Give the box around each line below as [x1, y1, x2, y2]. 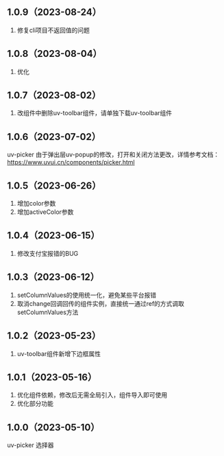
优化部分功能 [16, 400, 53, 408]
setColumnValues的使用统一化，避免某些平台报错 [16, 291, 157, 299]
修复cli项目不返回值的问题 [16, 26, 90, 34]
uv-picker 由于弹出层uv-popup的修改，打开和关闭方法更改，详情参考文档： [7, 150, 220, 159]
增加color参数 [16, 200, 56, 208]
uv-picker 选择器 [7, 441, 54, 449]
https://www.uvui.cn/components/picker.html [7, 158, 135, 167]
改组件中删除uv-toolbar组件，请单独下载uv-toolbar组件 [16, 109, 173, 117]
